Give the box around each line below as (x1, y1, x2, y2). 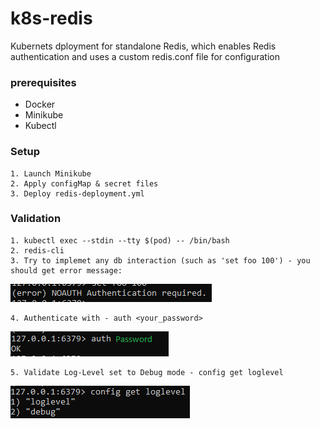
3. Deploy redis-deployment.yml (10, 188, 145, 199)
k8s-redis (10, 7, 93, 30)
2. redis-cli (10, 245, 65, 256)
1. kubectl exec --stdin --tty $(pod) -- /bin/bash (10, 235, 230, 246)
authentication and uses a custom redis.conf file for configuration (10, 50, 280, 62)
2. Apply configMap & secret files (10, 178, 159, 189)
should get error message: (10, 265, 123, 276)
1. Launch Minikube (10, 168, 92, 179)
